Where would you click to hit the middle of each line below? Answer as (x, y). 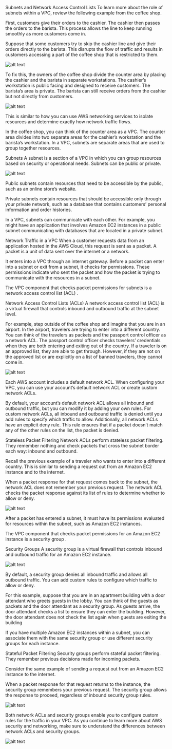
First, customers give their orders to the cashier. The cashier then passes (83, 23)
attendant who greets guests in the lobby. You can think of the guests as (82, 601)
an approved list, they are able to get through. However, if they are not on (83, 351)
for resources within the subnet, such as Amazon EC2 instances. (74, 524)
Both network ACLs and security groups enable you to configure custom (82, 715)
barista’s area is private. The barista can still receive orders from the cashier (86, 91)
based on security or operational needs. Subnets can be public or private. (83, 163)
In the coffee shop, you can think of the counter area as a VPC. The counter (85, 132)
